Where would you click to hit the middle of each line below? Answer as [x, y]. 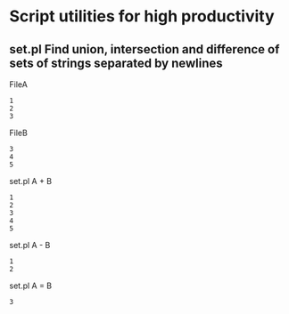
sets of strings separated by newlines [116, 63]
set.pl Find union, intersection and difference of [144, 49]
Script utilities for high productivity [142, 16]
